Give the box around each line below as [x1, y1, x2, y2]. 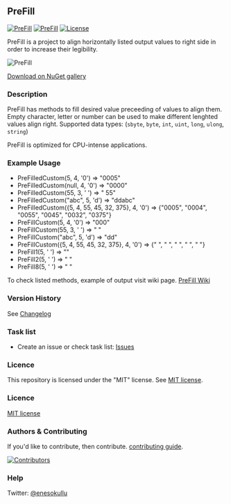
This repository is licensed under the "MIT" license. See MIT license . [7, 376, 203, 384]
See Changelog [7, 309, 52, 317]
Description [7, 89, 48, 99]
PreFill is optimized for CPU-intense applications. [7, 141, 148, 149]
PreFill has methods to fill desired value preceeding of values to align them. [7, 105, 222, 113]
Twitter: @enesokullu [7, 489, 68, 497]
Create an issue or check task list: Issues [17, 342, 135, 351]
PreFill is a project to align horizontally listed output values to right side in [7, 38, 216, 46]
